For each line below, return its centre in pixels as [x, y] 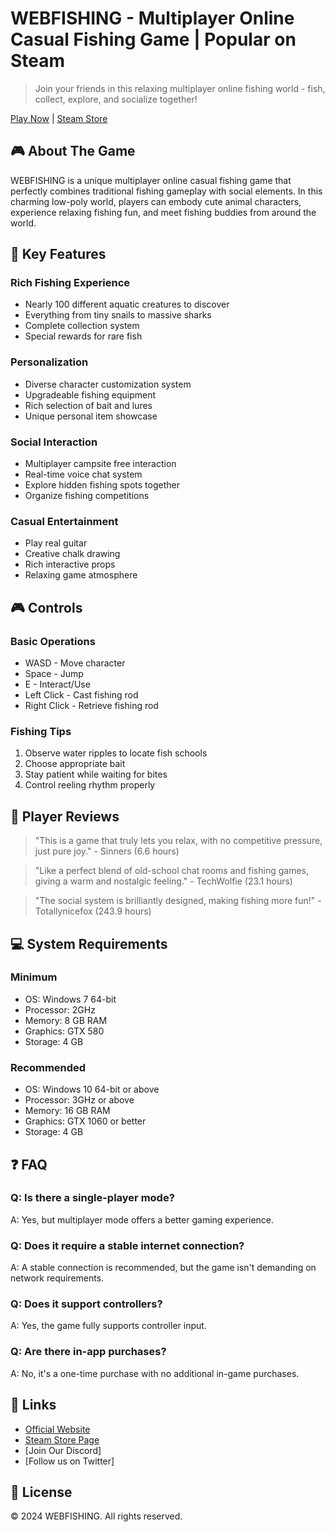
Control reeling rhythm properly [90, 785]
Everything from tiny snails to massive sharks [118, 315]
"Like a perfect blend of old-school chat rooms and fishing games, [172, 871]
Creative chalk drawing [72, 554]
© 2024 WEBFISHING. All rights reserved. [96, 1516]
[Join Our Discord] [63, 1450]
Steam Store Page [62, 1439]
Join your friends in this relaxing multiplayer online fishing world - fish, [180, 88]
